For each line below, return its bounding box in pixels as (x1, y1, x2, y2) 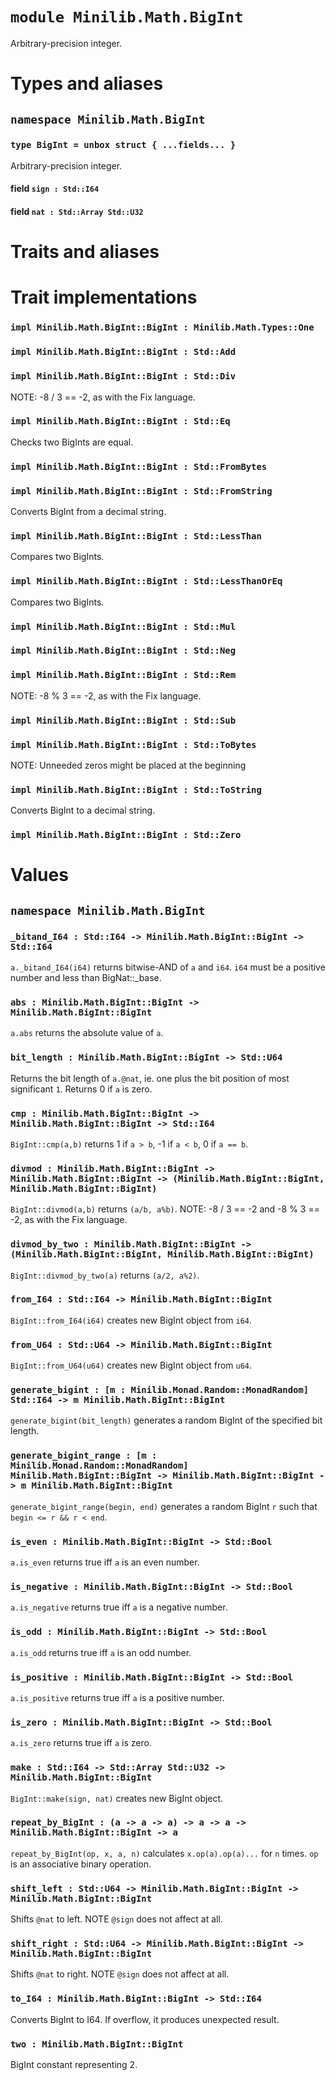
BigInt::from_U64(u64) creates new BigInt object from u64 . (10, 1359, 253, 1372)
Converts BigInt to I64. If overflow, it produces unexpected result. (10, 2013, 280, 2025)
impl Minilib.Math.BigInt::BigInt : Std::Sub (10, 714, 237, 726)
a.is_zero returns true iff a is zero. (10, 1737, 152, 1749)
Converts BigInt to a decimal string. (10, 804, 156, 817)
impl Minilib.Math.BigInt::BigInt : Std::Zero (10, 829, 242, 841)
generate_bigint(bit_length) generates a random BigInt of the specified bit (10, 1414, 323, 1427)
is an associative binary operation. (10, 1858, 152, 1870)
